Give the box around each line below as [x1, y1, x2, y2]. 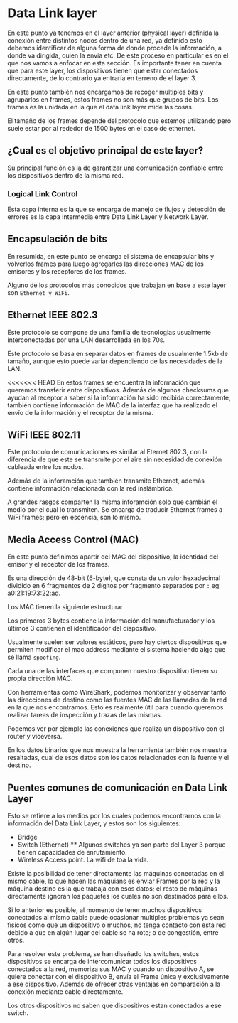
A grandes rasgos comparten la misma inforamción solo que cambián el [7, 498, 218, 506]
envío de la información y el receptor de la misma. [7, 408, 154, 417]
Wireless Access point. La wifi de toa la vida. [17, 855, 149, 864]
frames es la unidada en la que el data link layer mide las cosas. [7, 102, 194, 111]
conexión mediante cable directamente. [7, 987, 124, 996]
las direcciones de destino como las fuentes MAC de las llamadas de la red [7, 695, 227, 705]
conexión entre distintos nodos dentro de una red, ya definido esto [7, 36, 202, 44]
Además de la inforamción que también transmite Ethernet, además [7, 476, 205, 485]
